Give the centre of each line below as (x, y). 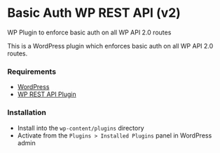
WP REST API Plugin (47, 94)
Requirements (32, 72)
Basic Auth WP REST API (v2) (94, 13)
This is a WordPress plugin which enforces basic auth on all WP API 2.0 (110, 46)
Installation (27, 112)
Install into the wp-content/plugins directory (81, 128)
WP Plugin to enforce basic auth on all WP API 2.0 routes (89, 32)
